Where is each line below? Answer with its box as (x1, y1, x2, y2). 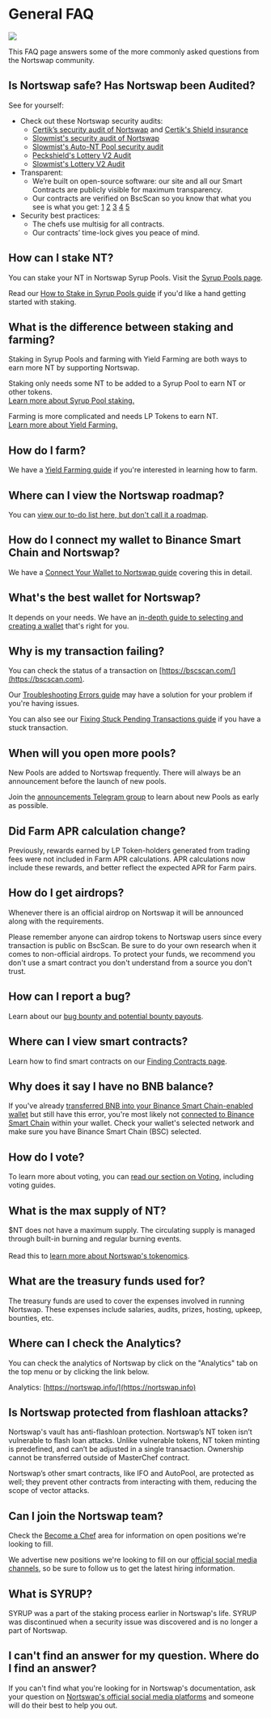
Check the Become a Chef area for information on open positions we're (8, 1530, 247, 1541)
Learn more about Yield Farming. (8, 420, 118, 429)
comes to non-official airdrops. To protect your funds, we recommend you (8, 949, 256, 958)
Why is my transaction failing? (8, 645, 165, 658)
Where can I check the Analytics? (8, 1336, 182, 1351)
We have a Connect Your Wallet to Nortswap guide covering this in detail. (8, 567, 252, 577)
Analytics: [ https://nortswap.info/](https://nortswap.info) (8, 1382, 197, 1392)
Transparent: (19, 167, 63, 177)
